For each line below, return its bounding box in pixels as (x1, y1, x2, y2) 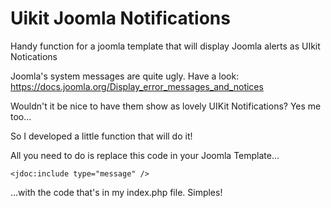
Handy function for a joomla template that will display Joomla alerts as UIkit (10, 40, 321, 52)
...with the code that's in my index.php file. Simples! (10, 186, 223, 198)
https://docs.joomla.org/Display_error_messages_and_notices (10, 80, 264, 92)
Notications (10, 50, 58, 62)
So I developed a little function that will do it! (10, 130, 193, 142)
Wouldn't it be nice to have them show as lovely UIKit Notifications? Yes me (10, 100, 322, 112)
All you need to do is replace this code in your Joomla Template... (10, 149, 280, 161)
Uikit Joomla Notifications (10, 7, 231, 30)
